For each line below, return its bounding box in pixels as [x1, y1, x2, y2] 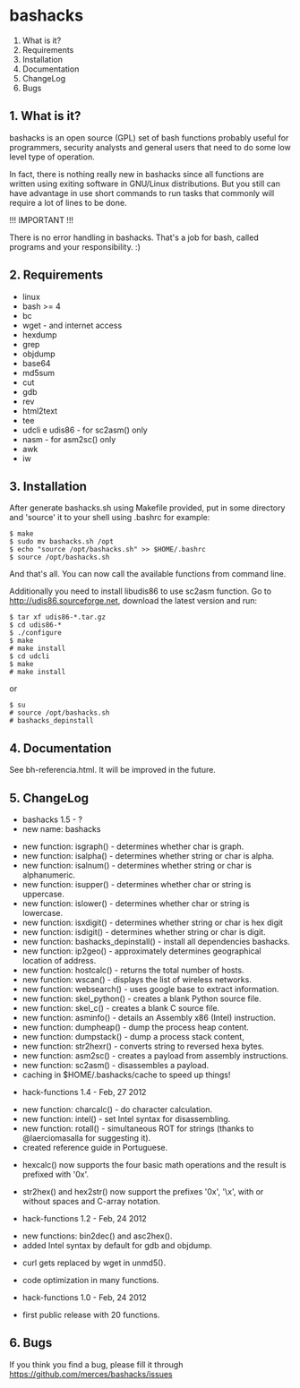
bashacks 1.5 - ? [21, 814, 83, 825]
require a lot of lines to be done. [9, 197, 127, 208]
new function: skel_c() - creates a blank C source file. [21, 1003, 220, 1013]
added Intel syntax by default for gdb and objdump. [21, 1240, 212, 1250]
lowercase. [21, 908, 64, 918]
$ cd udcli [9, 652, 50, 661]
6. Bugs [9, 1335, 53, 1350]
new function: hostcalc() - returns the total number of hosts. [21, 964, 244, 975]
